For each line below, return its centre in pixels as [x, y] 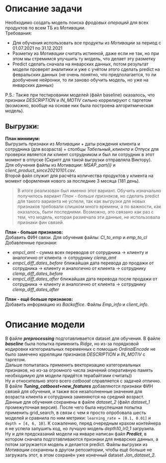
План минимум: [23, 138]
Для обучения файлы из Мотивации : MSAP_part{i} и [60, 165]
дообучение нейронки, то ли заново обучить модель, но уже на [80, 80]
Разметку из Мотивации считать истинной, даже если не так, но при [85, 53]
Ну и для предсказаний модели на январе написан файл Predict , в [76, 434]
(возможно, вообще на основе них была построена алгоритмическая [79, 105]
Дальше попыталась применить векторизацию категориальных [73, 365]
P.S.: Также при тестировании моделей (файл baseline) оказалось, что [80, 95]
